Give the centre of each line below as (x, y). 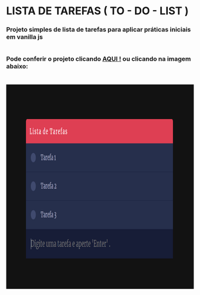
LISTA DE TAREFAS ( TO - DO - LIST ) (98, 11)
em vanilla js (25, 37)
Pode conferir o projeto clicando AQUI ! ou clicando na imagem (99, 59)
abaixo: (17, 67)
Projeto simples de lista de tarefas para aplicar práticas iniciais (99, 30)
